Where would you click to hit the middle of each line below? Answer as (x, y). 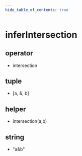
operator (19, 53)
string (15, 137)
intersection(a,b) (30, 121)
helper (16, 109)
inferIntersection (41, 34)
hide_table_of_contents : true (37, 10)
